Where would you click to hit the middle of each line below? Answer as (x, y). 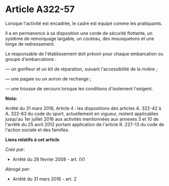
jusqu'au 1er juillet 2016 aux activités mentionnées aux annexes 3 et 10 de (82, 119)
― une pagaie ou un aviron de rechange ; (48, 79)
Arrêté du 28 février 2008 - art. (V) (49, 159)
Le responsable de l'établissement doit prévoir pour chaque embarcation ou (84, 54)
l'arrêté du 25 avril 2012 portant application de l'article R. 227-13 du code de (85, 124)
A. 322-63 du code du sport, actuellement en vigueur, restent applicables (82, 114)
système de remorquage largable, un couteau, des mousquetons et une (80, 39)
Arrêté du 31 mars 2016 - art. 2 (45, 179)
